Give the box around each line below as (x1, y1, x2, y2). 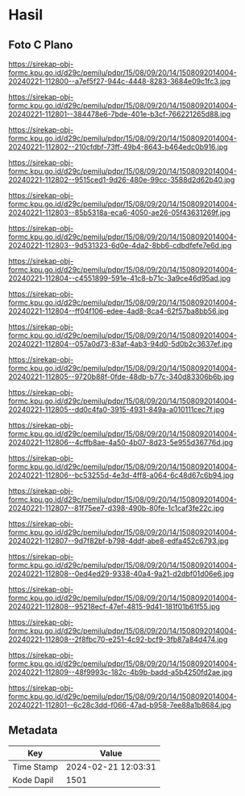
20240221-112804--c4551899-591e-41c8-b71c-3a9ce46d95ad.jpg (8, 273, 231, 283)
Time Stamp (12, 761, 59, 773)
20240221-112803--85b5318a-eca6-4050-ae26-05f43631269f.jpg (8, 208, 231, 217)
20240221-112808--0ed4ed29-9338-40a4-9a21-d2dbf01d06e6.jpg (8, 569, 235, 579)
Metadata (8, 723, 58, 737)
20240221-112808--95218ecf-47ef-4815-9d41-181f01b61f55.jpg (8, 602, 220, 611)
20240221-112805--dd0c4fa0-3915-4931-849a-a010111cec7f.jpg (8, 405, 225, 414)
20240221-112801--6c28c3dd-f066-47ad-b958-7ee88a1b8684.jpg (8, 701, 231, 710)
